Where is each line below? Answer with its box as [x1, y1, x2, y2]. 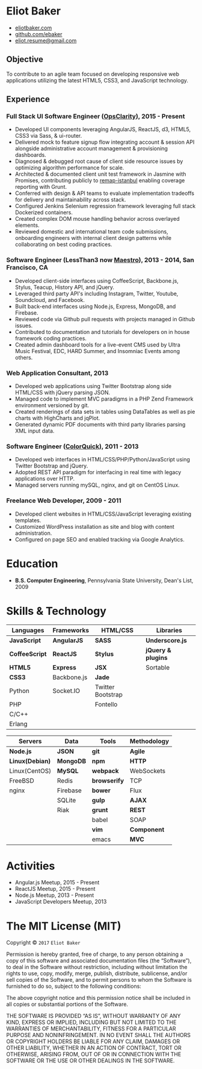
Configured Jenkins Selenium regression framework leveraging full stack [14, 203, 196, 210]
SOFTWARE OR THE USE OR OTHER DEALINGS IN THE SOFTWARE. [6, 1057, 175, 1064]
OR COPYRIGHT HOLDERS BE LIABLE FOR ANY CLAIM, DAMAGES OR [6, 1038, 180, 1045]
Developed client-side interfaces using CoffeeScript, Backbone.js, [14, 277, 179, 284]
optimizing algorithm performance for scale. [14, 164, 124, 171]
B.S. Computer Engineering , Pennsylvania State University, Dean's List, [14, 576, 194, 584]
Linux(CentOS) [9, 766, 52, 775]
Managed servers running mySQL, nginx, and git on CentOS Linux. [14, 481, 180, 488]
